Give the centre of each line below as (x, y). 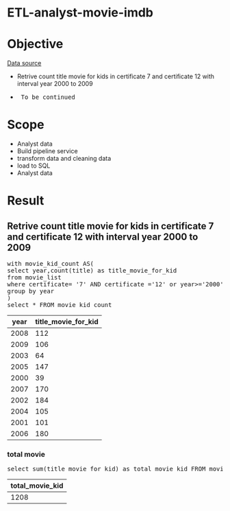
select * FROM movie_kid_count (60, 305)
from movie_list (34, 277)
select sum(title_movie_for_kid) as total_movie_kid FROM (106, 469)
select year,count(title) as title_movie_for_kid (92, 271)
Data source (24, 63)
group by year (31, 291)
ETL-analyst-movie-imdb (80, 13)
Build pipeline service (47, 151)
